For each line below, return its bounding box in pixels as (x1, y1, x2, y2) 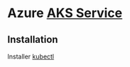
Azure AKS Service (7, 5, 123, 21)
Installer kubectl (7, 52, 55, 61)
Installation (7, 33, 58, 46)
